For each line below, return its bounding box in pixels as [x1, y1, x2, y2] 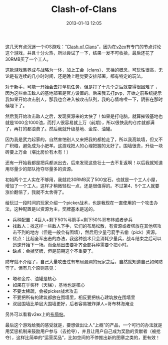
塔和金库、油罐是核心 [12, 275, 56, 281]
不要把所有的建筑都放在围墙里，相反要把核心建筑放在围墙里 [12, 294, 135, 300]
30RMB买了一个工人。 [5, 56, 51, 62]
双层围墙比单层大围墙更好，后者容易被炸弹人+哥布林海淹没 [12, 300, 134, 306]
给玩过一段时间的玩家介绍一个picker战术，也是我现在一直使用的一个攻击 [5, 200, 154, 206]
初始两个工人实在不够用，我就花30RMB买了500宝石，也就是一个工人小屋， [5, 177, 160, 183]
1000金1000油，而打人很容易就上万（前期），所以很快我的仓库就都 [13, 119, 150, 125]
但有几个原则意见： [18, 265, 58, 271]
